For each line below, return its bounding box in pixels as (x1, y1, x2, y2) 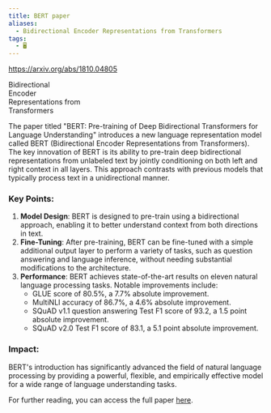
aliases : (8, 19, 38, 28)
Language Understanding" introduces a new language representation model (8, 130, 262, 140)
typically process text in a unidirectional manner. (8, 173, 170, 183)
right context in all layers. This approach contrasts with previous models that (8, 164, 264, 174)
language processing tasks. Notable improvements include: (19, 280, 218, 290)
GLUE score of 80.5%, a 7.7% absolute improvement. (32, 289, 210, 299)
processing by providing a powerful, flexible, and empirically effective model (8, 370, 264, 381)
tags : (8, 34, 27, 43)
